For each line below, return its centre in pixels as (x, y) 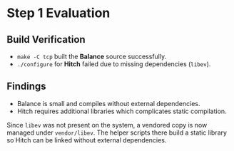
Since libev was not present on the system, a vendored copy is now (107, 125)
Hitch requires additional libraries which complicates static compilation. (122, 111)
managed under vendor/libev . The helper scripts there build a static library (117, 132)
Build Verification (46, 40)
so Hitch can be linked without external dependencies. (87, 140)
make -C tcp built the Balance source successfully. (92, 56)
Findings (27, 87)
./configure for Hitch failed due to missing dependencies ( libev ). (114, 64)
